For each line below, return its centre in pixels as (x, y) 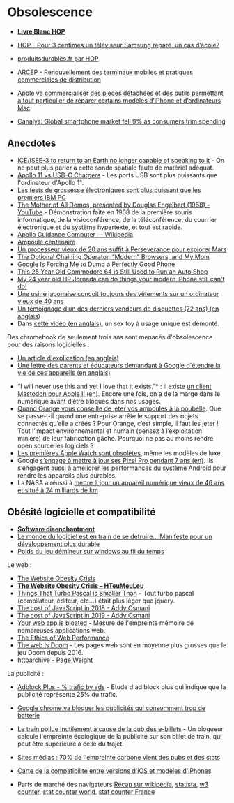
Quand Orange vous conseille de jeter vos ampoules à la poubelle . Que (119, 408)
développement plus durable (58, 544)
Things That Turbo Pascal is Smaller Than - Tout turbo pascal (106, 593)
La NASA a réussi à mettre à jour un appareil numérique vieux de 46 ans (121, 482)
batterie (29, 715)
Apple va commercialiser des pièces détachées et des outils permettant (120, 93)
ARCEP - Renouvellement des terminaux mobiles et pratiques (105, 72)
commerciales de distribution (59, 79)
